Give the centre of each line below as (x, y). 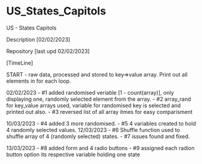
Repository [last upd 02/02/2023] (48, 51)
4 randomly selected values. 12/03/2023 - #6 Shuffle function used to (93, 130)
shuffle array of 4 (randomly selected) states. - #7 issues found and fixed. (98, 136)
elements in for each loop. (39, 81)
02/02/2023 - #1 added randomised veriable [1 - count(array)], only (90, 92)
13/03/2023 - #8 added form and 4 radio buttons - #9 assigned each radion (100, 148)
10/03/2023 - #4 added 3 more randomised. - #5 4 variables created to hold (101, 123)
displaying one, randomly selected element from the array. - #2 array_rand (99, 99)
